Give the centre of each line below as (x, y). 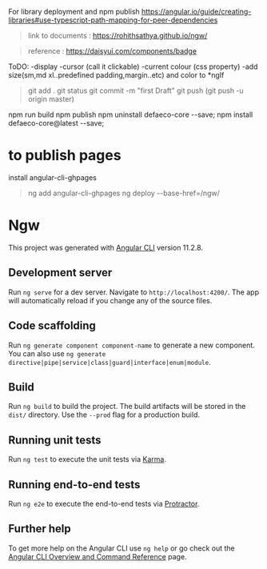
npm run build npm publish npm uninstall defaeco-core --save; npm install (131, 114)
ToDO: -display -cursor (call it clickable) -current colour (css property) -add (133, 66)
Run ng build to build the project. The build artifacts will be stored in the (127, 407)
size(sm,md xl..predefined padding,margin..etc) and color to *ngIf (116, 75)
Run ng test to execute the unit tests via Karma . (87, 459)
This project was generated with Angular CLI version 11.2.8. (106, 247)
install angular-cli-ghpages (53, 177)
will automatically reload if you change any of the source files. (110, 300)
